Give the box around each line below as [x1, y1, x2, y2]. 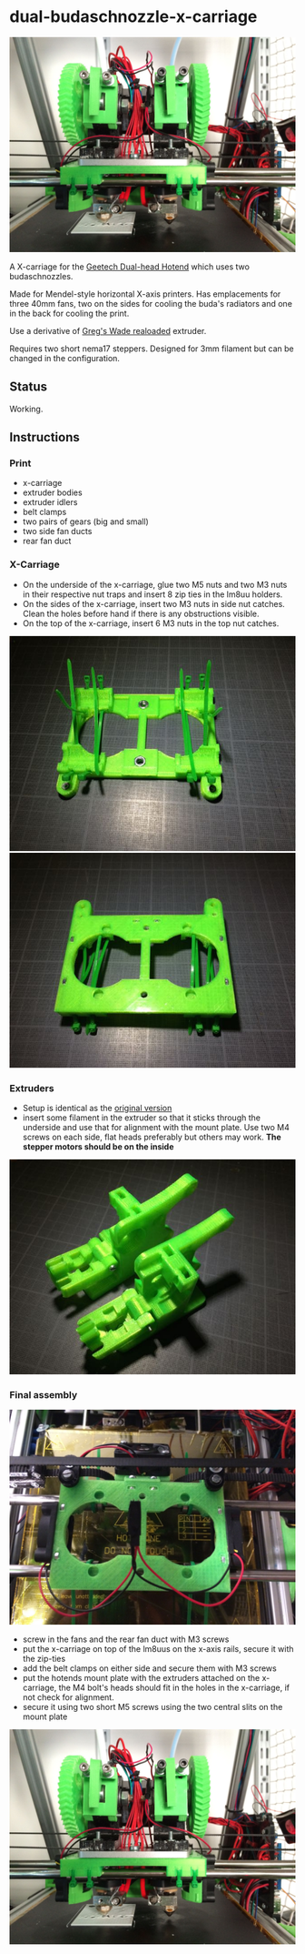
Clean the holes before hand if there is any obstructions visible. [22, 608, 261, 619]
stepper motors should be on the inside [22, 1141, 174, 1152]
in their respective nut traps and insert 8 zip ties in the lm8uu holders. [22, 589, 283, 600]
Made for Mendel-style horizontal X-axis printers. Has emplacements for [9, 289, 281, 299]
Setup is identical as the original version [22, 1103, 172, 1114]
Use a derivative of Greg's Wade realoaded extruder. [9, 325, 207, 336]
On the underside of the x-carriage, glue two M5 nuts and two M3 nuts [22, 579, 288, 590]
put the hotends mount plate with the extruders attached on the [22, 1673, 261, 1684]
